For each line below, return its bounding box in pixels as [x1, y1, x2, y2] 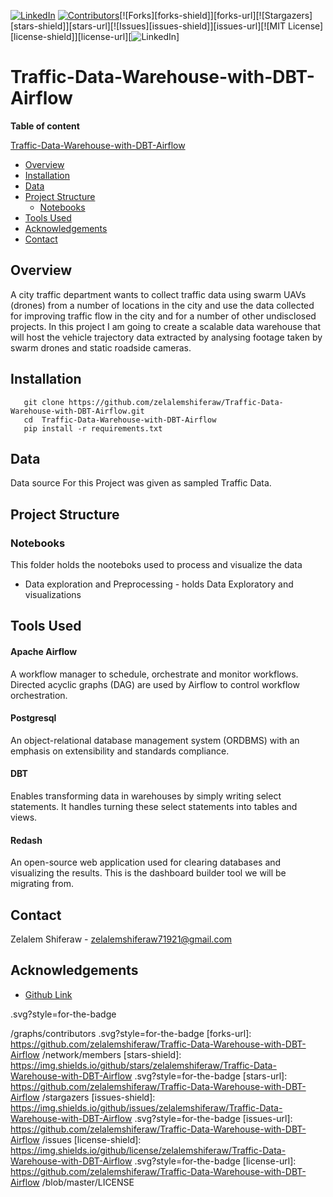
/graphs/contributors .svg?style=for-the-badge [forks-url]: [10, 1027, 252, 1039]
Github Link [24, 988, 73, 1000]
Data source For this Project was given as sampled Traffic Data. [10, 477, 272, 489]
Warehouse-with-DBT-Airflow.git [10, 406, 145, 416]
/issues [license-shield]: [41, 1133, 142, 1145]
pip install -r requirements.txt [23, 423, 163, 434]
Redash [10, 834, 43, 846]
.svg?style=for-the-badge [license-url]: [134, 1155, 297, 1167]
